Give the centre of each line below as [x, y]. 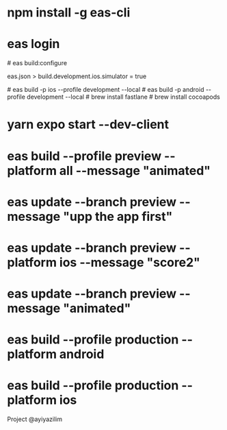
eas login [34, 44]
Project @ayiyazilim [35, 419]
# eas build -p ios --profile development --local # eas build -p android [106, 90]
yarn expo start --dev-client [88, 124]
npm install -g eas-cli [69, 13]
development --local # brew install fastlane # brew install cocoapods [123, 97]
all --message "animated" [135, 170]
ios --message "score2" [130, 262]
